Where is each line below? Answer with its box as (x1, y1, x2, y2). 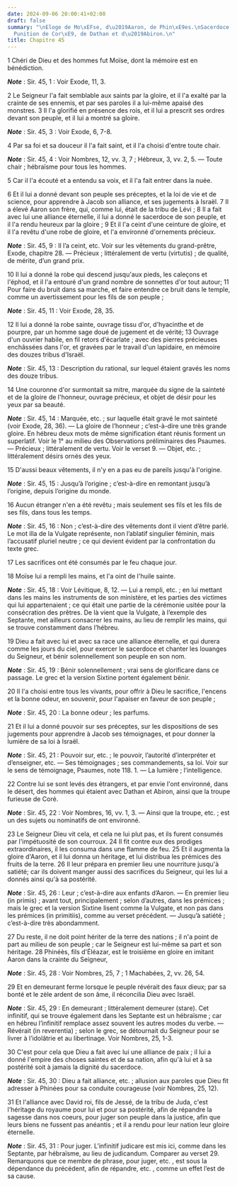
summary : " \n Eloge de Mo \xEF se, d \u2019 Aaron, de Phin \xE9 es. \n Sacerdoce (7, 23, 230, 30)
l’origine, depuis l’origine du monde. (7, 487, 112, 496)
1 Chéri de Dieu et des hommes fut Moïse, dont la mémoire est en (7, 56, 198, 65)
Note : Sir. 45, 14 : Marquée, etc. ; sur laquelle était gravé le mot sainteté (7, 414, 218, 423)
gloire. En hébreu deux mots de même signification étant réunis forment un (7, 430, 226, 438)
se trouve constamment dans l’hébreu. (7, 623, 120, 632)
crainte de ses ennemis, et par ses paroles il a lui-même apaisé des (7, 99, 204, 107)
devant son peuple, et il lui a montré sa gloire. (7, 114, 140, 123)
